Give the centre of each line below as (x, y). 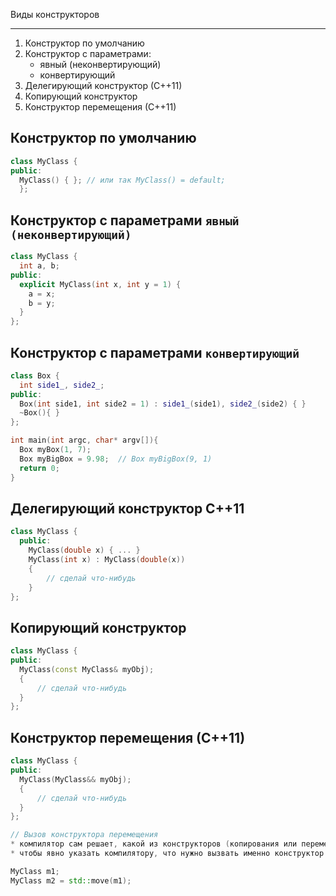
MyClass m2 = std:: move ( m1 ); (71, 880)
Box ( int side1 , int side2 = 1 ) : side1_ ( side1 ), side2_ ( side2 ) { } (163, 404)
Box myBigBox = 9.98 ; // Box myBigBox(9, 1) (116, 459)
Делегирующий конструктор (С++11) (103, 85)
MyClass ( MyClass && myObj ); (75, 779)
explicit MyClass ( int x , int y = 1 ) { (100, 284)
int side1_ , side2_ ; (62, 385)
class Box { (35, 375)
